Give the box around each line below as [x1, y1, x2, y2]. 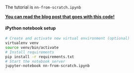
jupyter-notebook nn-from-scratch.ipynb [5, 64, 90, 69]
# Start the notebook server [5, 59, 66, 64]
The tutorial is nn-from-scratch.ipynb [5, 4, 81, 10]
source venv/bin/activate [5, 45, 59, 50]
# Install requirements [5, 49, 55, 55]
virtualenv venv [5, 40, 39, 46]
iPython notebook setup [5, 25, 56, 31]
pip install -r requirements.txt [5, 54, 74, 59]
